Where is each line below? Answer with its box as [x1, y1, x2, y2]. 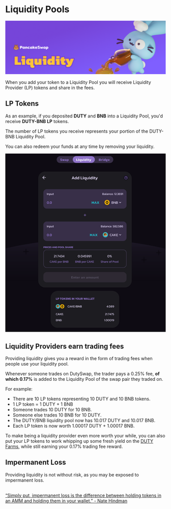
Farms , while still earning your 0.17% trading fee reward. [5, 443, 123, 450]
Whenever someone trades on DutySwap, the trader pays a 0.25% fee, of [5, 370, 160, 377]
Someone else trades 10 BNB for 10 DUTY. [12, 412, 102, 418]
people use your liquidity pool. [5, 361, 69, 367]
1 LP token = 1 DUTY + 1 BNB [12, 401, 73, 407]
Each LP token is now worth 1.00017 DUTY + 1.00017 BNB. [12, 423, 135, 429]
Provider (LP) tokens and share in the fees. [5, 84, 95, 91]
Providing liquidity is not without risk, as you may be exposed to [5, 471, 139, 477]
